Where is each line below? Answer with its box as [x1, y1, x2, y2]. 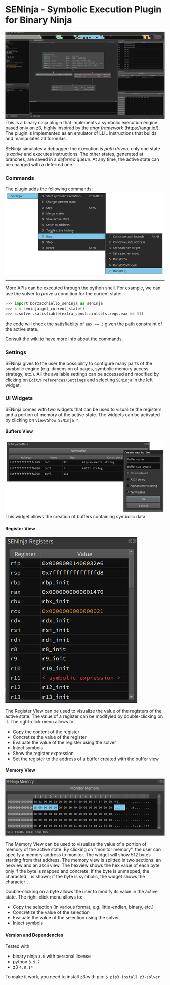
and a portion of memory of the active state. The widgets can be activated [5, 411, 160, 418]
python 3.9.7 [12, 958, 40, 965]
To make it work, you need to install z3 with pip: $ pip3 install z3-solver [5, 973, 160, 980]
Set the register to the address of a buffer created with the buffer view [12, 756, 159, 762]
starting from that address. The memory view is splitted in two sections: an [5, 857, 161, 863]
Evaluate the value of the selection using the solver [12, 915, 119, 921]
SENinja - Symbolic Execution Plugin [5, 4, 162, 15]
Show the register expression [12, 750, 74, 756]
